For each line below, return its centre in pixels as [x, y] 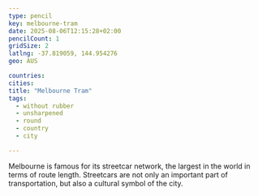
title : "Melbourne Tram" [50, 91]
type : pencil [30, 16]
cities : [21, 83]
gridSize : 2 [28, 46]
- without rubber [45, 106]
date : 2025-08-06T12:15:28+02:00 [65, 31]
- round [29, 121]
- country [32, 129]
